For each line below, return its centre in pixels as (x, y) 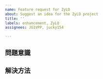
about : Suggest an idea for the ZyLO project (51, 14)
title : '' (15, 18)
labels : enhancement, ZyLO (32, 23)
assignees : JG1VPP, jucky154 (34, 28)
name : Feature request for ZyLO (37, 9)
